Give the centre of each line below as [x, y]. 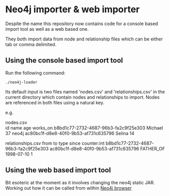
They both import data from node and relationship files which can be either [84, 39]
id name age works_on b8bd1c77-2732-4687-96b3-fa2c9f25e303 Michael [84, 128]
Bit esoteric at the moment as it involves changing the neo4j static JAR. [80, 182]
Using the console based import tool [64, 61]
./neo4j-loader [21, 82]
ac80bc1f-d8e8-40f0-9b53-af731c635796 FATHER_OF [107, 148]
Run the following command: [35, 73]
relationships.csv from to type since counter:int [55, 143]
